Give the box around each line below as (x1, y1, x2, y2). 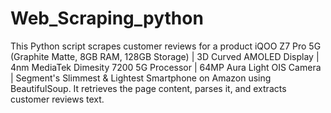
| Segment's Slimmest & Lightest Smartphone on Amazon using (10, 72, 272, 84)
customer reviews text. (10, 93, 105, 105)
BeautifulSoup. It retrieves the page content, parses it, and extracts (10, 82, 287, 94)
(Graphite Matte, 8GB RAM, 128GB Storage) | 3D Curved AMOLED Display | (10, 50, 320, 62)
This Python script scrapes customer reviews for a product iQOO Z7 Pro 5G (10, 40, 322, 52)
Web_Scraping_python (10, 7, 204, 30)
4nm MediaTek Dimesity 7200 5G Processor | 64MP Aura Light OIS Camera (10, 61, 322, 73)
